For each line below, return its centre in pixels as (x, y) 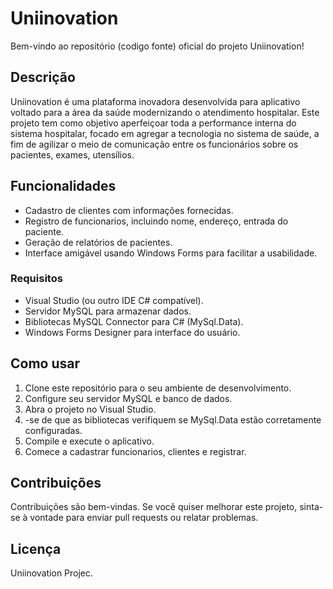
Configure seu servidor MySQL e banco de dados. (128, 398)
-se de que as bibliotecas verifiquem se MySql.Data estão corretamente (173, 419)
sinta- (311, 507)
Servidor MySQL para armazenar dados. (108, 311)
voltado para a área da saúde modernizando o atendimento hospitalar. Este (165, 112)
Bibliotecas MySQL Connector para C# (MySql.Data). (134, 321)
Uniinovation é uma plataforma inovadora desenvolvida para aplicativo (155, 101)
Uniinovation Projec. (52, 573)
